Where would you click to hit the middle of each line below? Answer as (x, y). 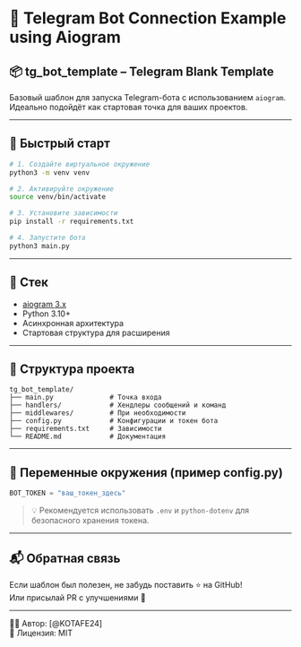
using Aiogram (65, 37)
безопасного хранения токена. (90, 521)
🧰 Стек (29, 283)
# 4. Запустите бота (48, 238)
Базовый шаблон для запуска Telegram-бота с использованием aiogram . (148, 97)
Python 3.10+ (47, 314)
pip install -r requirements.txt (72, 222)
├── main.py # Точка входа (86, 398)
